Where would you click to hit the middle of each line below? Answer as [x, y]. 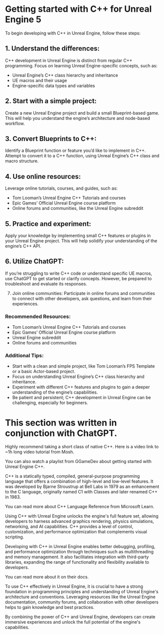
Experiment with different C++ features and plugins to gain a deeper [81, 387]
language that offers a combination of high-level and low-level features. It [79, 481]
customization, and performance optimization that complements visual [76, 532]
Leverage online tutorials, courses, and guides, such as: [61, 188]
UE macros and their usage [39, 80]
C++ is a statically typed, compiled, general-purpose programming [72, 476]
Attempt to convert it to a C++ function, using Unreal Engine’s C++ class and [82, 156]
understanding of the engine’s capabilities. [55, 392]
